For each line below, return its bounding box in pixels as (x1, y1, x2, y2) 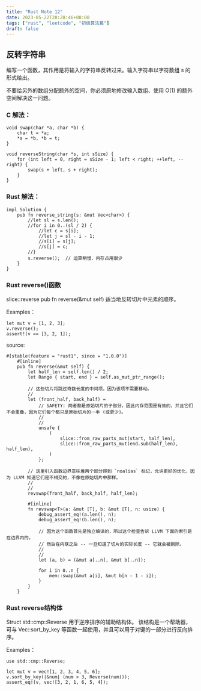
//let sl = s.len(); (28, 217, 79, 223)
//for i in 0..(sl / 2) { (28, 222, 93, 229)
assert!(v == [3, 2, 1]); (6, 330, 71, 337)
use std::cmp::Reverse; (6, 658, 66, 665)
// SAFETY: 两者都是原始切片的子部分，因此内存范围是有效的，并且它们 (38, 403, 193, 409)
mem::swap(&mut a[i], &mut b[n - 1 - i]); (49, 572, 157, 578)
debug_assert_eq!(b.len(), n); (38, 516, 117, 522)
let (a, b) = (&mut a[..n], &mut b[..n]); (38, 557, 146, 563)
